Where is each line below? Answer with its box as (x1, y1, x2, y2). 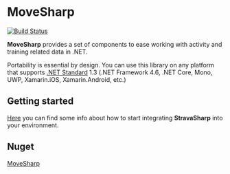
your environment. (7, 121, 59, 129)
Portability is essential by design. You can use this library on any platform (7, 61, 215, 69)
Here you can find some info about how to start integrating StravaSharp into (7, 113, 223, 122)
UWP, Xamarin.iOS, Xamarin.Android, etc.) (7, 75, 126, 83)
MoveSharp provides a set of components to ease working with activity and (7, 40, 222, 48)
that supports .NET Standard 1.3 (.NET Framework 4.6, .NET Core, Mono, (7, 68, 213, 76)
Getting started (7, 96, 74, 107)
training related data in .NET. (7, 47, 88, 56)
